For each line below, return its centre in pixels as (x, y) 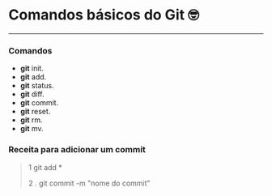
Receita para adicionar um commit (77, 150)
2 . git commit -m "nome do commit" (89, 183)
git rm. (31, 120)
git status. (37, 86)
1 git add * (45, 167)
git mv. (32, 129)
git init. (32, 68)
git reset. (35, 112)
